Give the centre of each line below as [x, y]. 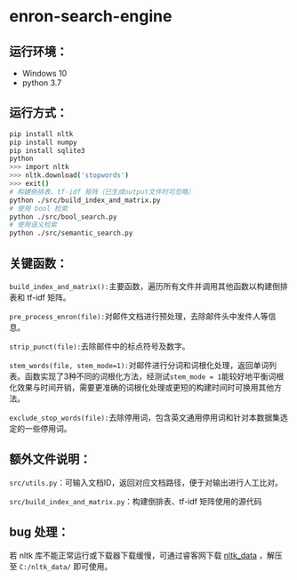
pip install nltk [41, 134]
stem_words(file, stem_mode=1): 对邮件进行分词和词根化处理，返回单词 [139, 365]
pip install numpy [43, 142]
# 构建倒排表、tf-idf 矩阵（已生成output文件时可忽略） [102, 192]
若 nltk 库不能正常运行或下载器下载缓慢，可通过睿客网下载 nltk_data [133, 555]
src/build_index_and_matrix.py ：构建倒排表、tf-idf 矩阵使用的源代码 [136, 501]
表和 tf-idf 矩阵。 [40, 297]
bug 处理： [39, 532]
